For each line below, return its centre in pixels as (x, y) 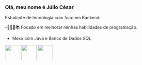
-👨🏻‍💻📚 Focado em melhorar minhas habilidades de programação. (71, 27)
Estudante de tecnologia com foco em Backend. (53, 18)
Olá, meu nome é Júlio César (39, 7)
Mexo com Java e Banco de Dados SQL (52, 39)
